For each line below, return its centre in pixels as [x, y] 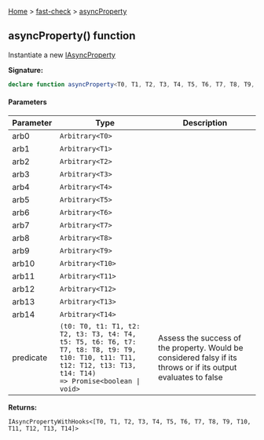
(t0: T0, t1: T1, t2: [100, 326]
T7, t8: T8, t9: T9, [98, 349]
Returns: [23, 407]
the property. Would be [201, 347]
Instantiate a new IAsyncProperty [62, 55]
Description [205, 122]
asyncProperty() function [72, 36]
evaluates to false [191, 377]
